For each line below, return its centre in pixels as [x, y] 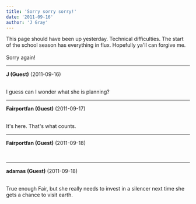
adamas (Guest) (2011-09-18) [42, 171]
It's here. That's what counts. [41, 126]
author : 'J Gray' [27, 22]
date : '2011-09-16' [30, 17]
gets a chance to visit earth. [39, 195]
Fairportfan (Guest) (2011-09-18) [46, 143]
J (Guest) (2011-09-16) [34, 74]
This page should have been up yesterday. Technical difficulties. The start [95, 39]
